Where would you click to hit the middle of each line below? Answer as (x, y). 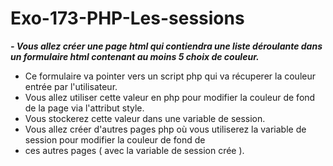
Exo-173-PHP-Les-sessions (127, 18)
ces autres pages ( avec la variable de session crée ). (134, 150)
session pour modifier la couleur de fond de (115, 139)
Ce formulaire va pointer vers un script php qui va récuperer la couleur (170, 76)
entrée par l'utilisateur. (71, 86)
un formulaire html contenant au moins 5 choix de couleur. (135, 56)
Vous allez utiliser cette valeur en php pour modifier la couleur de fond (170, 97)
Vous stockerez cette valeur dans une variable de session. (145, 118)
